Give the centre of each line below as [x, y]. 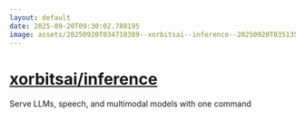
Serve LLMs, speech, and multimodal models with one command [131, 104]
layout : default [40, 18]
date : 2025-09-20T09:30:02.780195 [75, 26]
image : [22, 34]
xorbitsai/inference [84, 79]
